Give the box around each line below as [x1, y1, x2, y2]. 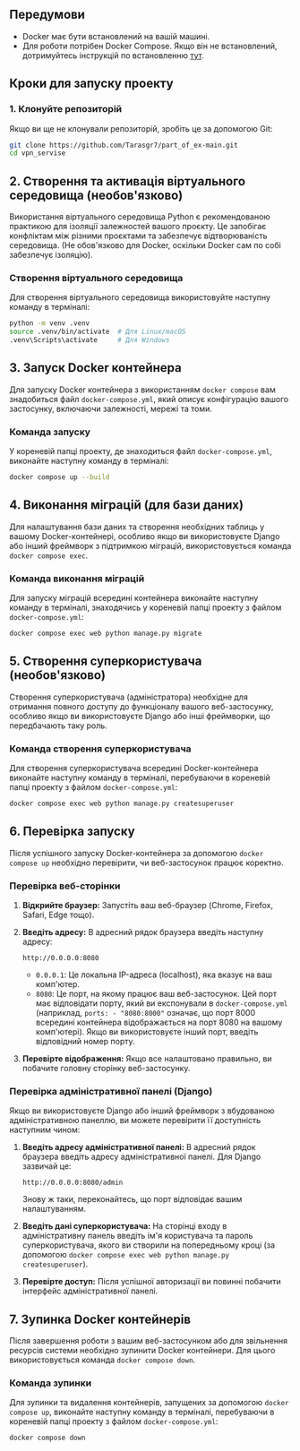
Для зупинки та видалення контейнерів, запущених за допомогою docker [9, 1397, 289, 1408]
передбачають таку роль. [9, 720, 107, 731]
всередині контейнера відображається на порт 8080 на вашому [35, 1017, 283, 1028]
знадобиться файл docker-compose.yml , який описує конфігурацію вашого [9, 393, 289, 404]
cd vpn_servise [9, 149, 66, 158]
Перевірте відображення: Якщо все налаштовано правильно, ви [21, 1053, 272, 1064]
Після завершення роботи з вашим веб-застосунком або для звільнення [9, 1335, 288, 1346]
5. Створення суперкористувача [9, 654, 202, 669]
